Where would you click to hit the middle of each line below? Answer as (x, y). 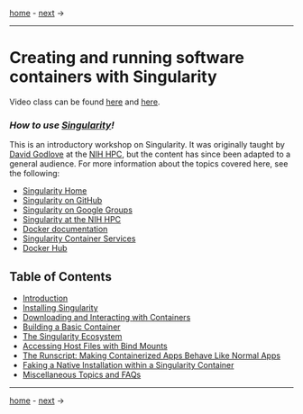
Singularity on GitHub (62, 201)
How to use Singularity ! (62, 125)
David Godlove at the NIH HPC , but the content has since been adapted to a (150, 154)
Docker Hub (45, 248)
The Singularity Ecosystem (72, 337)
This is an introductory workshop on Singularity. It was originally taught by (147, 145)
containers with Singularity (114, 77)
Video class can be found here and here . (85, 102)
